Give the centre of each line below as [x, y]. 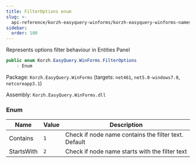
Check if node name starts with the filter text [126, 151]
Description [126, 125]
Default [75, 142]
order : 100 [24, 33]
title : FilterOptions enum [39, 11]
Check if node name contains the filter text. [124, 135]
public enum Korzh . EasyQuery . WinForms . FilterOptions [71, 61]
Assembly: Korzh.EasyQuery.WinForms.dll [56, 95]
